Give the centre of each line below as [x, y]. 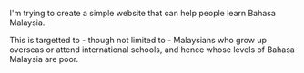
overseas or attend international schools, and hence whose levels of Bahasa [152, 50]
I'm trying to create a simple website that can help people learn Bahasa [142, 13]
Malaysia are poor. [44, 59]
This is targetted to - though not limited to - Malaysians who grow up [138, 40]
